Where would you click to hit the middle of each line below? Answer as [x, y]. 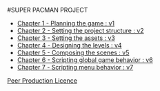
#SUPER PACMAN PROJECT [48, 10]
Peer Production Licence [42, 81]
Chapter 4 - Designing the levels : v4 [69, 45]
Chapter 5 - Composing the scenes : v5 [73, 52]
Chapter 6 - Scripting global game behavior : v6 [85, 60]
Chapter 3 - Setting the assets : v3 [66, 38]
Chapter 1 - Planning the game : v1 [66, 23]
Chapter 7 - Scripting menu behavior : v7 [75, 67]
